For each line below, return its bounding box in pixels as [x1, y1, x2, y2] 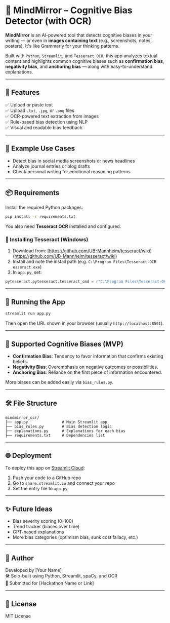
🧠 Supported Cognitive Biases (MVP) [5, 339, 124, 348]
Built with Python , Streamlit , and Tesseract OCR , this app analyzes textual [5, 53, 158, 59]
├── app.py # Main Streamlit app [5, 419, 108, 424]
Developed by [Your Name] [5, 567, 62, 573]
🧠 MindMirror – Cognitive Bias [5, 5, 133, 16]
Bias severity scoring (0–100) [12, 518, 73, 524]
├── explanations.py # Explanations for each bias [5, 428, 125, 434]
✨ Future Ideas [5, 504, 53, 513]
